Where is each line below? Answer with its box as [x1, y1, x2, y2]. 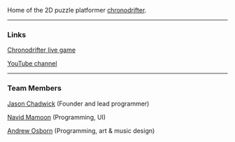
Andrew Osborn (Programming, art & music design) [7, 126, 155, 135]
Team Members [7, 83, 62, 93]
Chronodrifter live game [7, 45, 76, 55]
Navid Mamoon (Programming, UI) [7, 113, 106, 121]
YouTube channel [7, 59, 57, 68]
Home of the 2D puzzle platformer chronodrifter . [7, 6, 147, 14]
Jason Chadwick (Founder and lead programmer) [7, 99, 150, 108]
